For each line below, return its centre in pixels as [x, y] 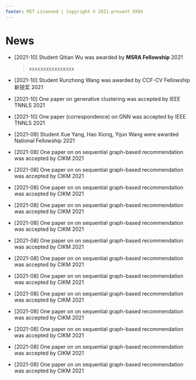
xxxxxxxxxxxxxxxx [51, 68]
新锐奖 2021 [29, 87]
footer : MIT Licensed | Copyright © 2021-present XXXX [74, 12]
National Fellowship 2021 [44, 140]
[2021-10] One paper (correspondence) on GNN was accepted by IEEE [100, 116]
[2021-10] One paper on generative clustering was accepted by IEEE [97, 99]
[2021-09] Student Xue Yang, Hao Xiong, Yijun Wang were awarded [96, 134]
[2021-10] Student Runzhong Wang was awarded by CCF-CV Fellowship [102, 80]
